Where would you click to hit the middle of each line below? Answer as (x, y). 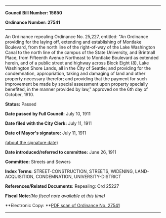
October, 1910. (20, 94)
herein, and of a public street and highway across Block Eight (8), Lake (77, 63)
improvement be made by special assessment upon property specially (77, 84)
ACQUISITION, (20, 177)
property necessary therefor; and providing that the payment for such (76, 79)
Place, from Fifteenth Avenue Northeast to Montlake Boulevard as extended (82, 58)
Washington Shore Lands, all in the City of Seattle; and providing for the (78, 68)
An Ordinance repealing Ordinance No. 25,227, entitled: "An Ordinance (77, 37)
